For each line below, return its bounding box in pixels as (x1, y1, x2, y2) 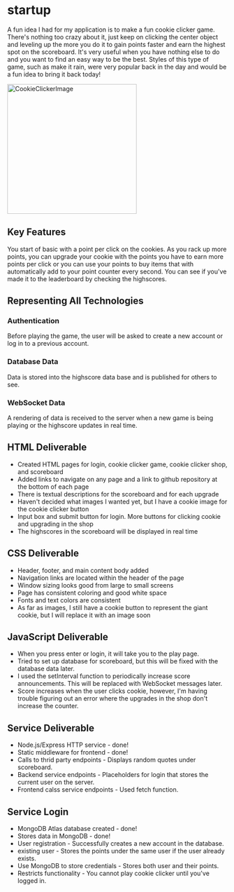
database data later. (17, 665, 75, 673)
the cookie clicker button (17, 504, 89, 513)
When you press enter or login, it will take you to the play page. (17, 649, 199, 658)
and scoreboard (17, 467, 64, 475)
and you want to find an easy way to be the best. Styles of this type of (7, 55, 210, 63)
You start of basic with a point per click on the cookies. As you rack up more (7, 245, 227, 253)
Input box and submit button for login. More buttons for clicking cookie (17, 512, 221, 520)
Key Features (7, 227, 66, 238)
